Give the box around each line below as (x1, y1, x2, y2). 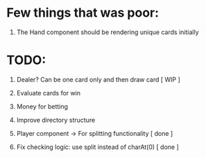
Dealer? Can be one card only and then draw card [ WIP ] (16, 75, 181, 84)
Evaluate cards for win (16, 88, 81, 97)
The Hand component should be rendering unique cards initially (16, 28, 199, 36)
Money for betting (16, 102, 69, 111)
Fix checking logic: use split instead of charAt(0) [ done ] (16, 143, 180, 151)
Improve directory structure (16, 116, 96, 124)
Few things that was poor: (6, 5, 160, 21)
